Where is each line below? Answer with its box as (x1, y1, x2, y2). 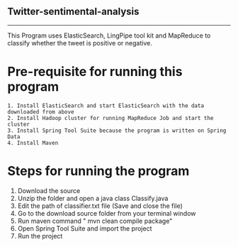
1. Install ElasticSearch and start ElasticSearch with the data (7, 102, 204, 109)
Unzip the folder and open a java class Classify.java (17, 194, 169, 202)
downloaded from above (7, 108, 74, 116)
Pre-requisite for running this (7, 64, 183, 79)
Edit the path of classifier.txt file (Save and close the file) (17, 202, 183, 210)
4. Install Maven (7, 139, 59, 146)
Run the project (17, 231, 63, 240)
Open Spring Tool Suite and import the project (17, 224, 152, 233)
